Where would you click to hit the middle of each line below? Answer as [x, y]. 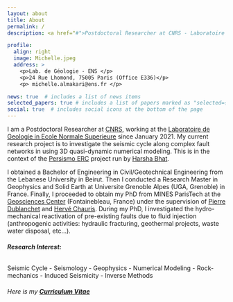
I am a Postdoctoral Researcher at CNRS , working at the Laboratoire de [109, 129]
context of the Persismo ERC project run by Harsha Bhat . [88, 159]
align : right [32, 52]
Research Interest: [35, 247]
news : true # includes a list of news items [74, 97]
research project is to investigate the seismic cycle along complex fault [109, 144]
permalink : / [26, 26]
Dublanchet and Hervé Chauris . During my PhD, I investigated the [101, 209]
